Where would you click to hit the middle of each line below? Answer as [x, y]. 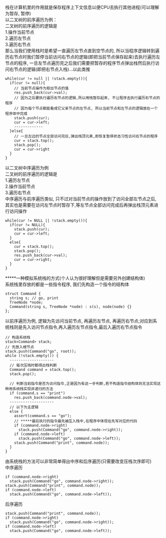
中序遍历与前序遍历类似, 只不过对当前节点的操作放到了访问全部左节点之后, [81, 199]
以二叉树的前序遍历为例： [31, 20]
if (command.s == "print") [37, 393]
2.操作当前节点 [20, 186]
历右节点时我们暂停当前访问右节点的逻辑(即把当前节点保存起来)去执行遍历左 [83, 57]
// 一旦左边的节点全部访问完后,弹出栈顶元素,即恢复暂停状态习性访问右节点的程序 [86, 136]
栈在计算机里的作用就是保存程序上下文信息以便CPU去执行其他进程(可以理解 [82, 7]
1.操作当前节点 [20, 32]
